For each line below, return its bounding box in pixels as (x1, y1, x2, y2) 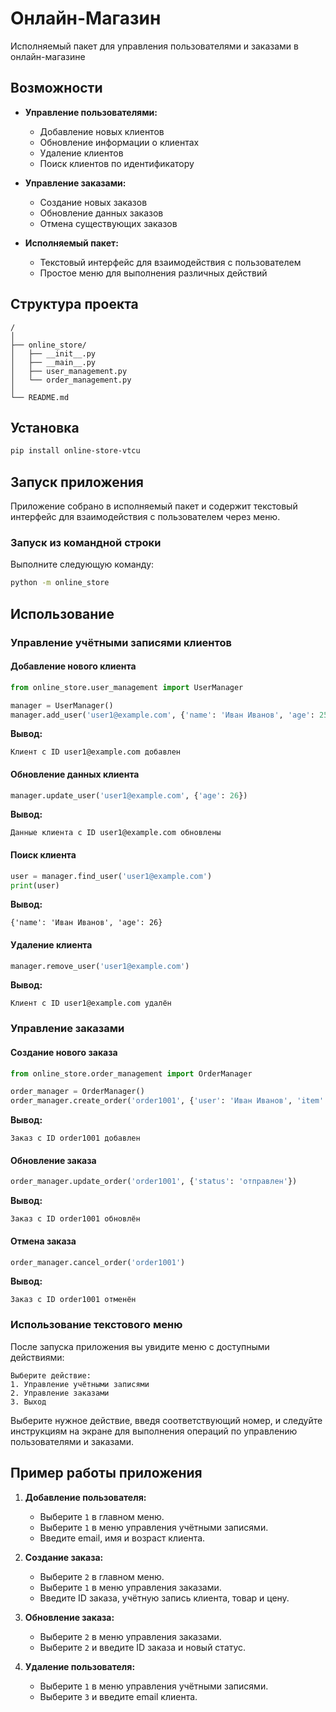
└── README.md (10, 392, 70, 402)
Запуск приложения (10, 473, 144, 491)
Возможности (10, 80, 103, 97)
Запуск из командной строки (10, 535, 162, 549)
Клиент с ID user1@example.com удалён (10, 998, 172, 1009)
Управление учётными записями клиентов (10, 635, 232, 649)
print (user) (10, 880, 60, 891)
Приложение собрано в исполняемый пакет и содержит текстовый (10, 500, 298, 512)
